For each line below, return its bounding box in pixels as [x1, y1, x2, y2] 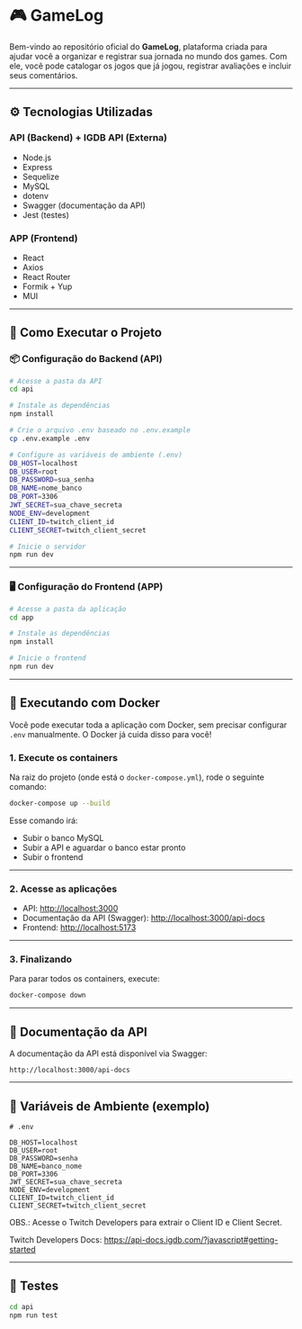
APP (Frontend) [9, 231, 78, 244]
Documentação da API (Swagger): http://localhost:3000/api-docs [22, 913, 265, 924]
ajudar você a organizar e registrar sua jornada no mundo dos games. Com [9, 50, 288, 61]
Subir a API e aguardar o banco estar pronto [22, 842, 186, 853]
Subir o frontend [22, 851, 84, 863]
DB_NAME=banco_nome [9, 1162, 83, 1171]
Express [22, 161, 53, 172]
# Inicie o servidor [9, 542, 87, 551]
